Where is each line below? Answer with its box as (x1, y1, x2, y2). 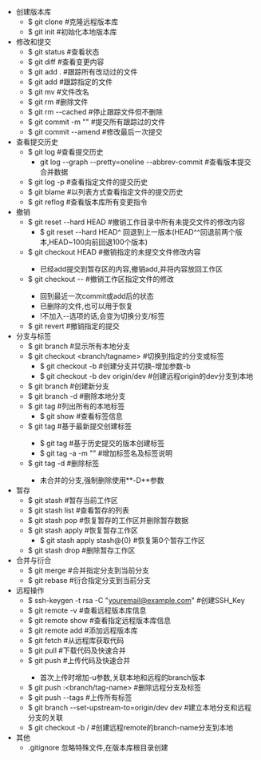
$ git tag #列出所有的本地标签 (27, 401, 125, 411)
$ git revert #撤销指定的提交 (27, 321, 120, 331)
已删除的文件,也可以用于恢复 (39, 301, 133, 311)
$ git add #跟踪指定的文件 (27, 77, 113, 86)
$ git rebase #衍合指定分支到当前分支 (27, 576, 152, 585)
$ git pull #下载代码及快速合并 (27, 645, 126, 655)
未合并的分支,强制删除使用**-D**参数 (39, 476, 165, 485)
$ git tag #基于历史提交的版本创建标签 (39, 439, 165, 448)
